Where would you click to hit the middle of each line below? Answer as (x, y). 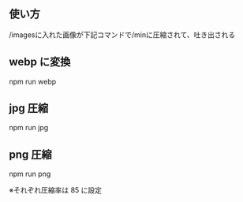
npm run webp (33, 81)
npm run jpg (29, 128)
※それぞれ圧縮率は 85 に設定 (55, 190)
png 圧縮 (30, 154)
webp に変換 (40, 62)
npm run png (30, 174)
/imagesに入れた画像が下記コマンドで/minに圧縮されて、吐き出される (122, 35)
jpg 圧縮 (29, 108)
